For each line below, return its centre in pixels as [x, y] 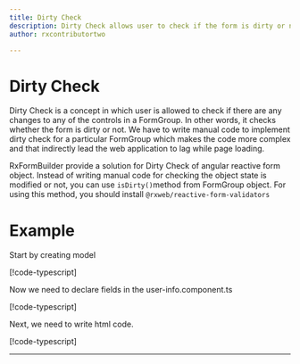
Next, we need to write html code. [71, 324]
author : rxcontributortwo [57, 34]
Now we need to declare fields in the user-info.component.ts [121, 290]
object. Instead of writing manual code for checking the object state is [138, 176]
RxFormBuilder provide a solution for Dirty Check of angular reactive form [145, 166]
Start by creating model [53, 255]
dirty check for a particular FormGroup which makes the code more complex [150, 139]
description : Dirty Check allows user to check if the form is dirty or [147, 26]
